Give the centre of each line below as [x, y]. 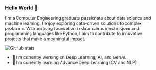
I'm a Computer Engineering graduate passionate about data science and [78, 18]
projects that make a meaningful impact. [45, 39]
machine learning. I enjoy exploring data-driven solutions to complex [73, 23]
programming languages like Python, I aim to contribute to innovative [74, 34]
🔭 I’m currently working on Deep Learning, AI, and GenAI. [69, 57]
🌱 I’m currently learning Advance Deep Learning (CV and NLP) [74, 63]
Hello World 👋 [21, 8]
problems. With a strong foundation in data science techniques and [72, 28]
